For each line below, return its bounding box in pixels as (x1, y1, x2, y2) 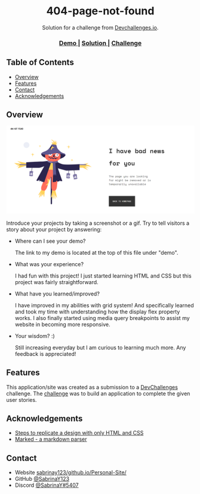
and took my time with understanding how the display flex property (14, 308, 180, 315)
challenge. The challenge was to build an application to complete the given (6, 390, 190, 397)
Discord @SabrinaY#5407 (14, 481, 79, 489)
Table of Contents (6, 57, 75, 68)
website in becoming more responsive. (14, 321, 110, 328)
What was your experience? (14, 260, 84, 267)
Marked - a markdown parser (14, 435, 88, 443)
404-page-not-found (46, 4, 155, 18)
